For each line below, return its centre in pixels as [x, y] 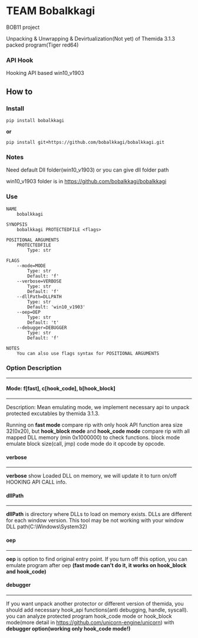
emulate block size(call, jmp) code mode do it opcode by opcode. [86, 444]
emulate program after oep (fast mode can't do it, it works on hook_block [96, 565]
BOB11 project [23, 27]
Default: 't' [43, 323]
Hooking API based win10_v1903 [45, 73]
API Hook [20, 60]
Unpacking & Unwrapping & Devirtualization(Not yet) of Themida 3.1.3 [91, 38]
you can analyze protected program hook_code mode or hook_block [89, 616]
